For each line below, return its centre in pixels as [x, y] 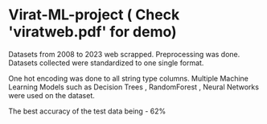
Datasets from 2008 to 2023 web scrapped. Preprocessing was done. [124, 54]
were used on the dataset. [51, 95]
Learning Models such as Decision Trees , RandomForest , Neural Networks [134, 87]
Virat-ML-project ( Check [94, 15]
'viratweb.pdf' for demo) [92, 32]
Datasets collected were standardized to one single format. [106, 63]
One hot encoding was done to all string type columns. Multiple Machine [129, 78]
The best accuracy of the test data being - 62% [87, 111]
